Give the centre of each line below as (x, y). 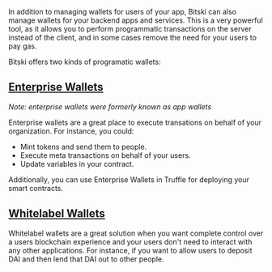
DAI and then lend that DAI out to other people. (86, 259)
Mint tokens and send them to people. (83, 147)
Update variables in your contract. (77, 164)
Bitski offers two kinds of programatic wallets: (85, 62)
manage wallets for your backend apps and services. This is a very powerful (136, 20)
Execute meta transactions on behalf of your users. (106, 155)
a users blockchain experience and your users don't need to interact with (130, 241)
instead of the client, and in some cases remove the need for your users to (133, 37)
